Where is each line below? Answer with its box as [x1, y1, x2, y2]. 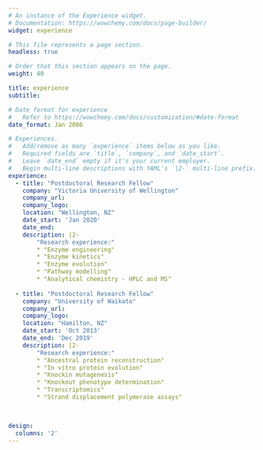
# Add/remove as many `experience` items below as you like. [8, 142, 222, 151]
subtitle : [8, 91, 41, 99]
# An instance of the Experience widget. [8, 11, 147, 20]
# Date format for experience [8, 106, 109, 113]
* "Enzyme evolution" [36, 260, 109, 268]
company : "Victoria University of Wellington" [22, 187, 179, 194]
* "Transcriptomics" [36, 386, 105, 394]
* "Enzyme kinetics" [36, 253, 105, 261]
